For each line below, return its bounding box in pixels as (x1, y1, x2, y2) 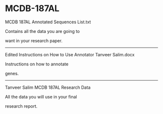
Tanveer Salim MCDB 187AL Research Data (5, 84, 91, 90)
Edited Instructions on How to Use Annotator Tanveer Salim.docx (5, 51, 135, 57)
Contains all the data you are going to (5, 28, 80, 34)
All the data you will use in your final (5, 94, 77, 99)
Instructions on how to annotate (5, 61, 69, 67)
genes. (5, 70, 19, 76)
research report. (5, 103, 38, 109)
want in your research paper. (5, 37, 63, 44)
